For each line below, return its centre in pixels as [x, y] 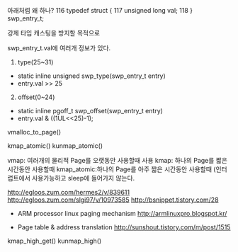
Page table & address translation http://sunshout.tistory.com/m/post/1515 [124, 227]
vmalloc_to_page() [34, 132]
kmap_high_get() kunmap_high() [55, 241]
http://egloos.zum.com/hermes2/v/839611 [69, 192]
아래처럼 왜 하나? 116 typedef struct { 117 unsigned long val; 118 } [100, 10]
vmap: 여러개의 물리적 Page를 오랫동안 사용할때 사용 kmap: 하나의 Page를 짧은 [118, 160]
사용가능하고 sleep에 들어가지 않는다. [83, 178]
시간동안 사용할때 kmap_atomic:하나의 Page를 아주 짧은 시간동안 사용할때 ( [112, 169]
